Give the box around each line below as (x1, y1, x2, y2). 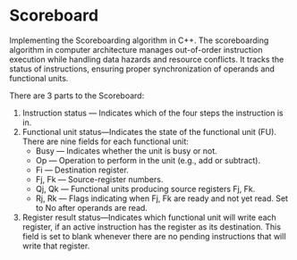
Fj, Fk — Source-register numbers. (35, 173, 164, 184)
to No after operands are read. (35, 202, 148, 213)
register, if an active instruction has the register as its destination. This (21, 221, 282, 232)
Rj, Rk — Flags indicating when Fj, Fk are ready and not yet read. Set (35, 193, 289, 204)
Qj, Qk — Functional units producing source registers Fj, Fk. (35, 183, 256, 194)
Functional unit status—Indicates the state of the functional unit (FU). (21, 126, 277, 137)
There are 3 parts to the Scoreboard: (9, 90, 145, 101)
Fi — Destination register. (35, 164, 130, 175)
